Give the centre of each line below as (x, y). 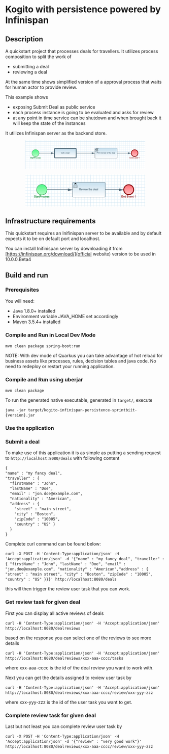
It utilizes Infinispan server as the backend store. (56, 133)
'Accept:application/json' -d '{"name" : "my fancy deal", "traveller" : (85, 559)
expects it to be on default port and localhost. (53, 239)
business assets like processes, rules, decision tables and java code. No (81, 361)
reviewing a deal (30, 72)
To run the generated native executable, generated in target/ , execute (79, 400)
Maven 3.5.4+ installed (37, 322)
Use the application (30, 428)
